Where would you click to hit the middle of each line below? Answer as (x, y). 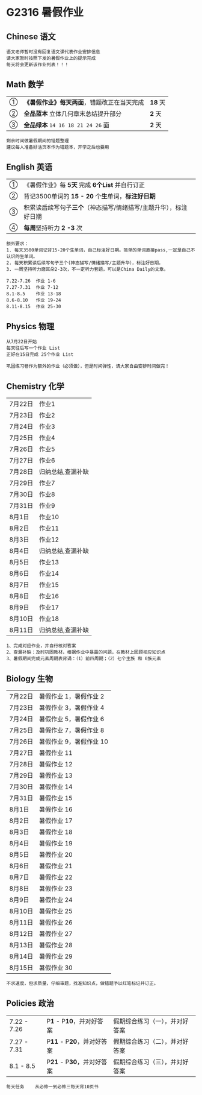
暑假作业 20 (56, 855)
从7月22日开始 (22, 342)
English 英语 (29, 167)
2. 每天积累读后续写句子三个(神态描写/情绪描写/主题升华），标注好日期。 (85, 263)
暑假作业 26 (56, 923)
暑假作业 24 (56, 900)
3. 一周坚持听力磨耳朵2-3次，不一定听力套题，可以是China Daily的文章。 (87, 269)
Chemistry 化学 (35, 386)
